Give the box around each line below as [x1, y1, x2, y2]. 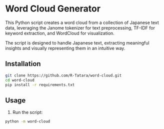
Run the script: [12, 109, 43, 115]
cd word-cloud [5, 77, 35, 82]
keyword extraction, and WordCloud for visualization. [5, 30, 115, 36]
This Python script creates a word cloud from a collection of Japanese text [5, 19, 159, 25]
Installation [5, 59, 41, 68]
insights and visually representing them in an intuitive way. [5, 45, 125, 51]
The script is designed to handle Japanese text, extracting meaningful [5, 39, 149, 45]
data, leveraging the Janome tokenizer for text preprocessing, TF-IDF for [5, 24, 155, 30]
